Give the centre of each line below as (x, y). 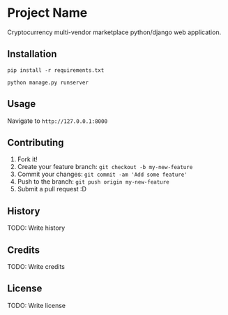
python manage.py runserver (48, 82)
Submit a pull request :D (52, 189)
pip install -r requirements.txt (56, 70)
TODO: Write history (36, 228)
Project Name (47, 13)
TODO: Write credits (36, 266)
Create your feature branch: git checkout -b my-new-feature (105, 167)
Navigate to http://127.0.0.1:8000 (58, 121)
